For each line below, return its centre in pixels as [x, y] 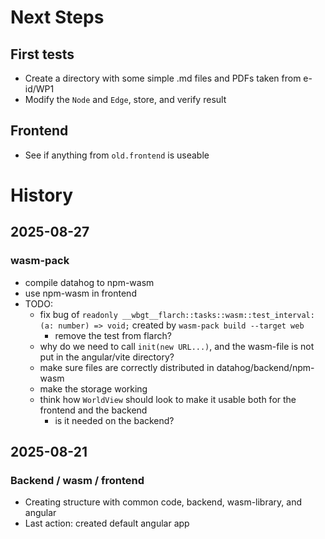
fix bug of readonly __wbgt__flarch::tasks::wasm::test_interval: [177, 314]
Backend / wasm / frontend [77, 480]
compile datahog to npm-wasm [89, 282]
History [42, 195]
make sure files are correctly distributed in [127, 367]
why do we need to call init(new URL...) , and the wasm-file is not [177, 346]
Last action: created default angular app [107, 523]
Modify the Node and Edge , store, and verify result [125, 99]
